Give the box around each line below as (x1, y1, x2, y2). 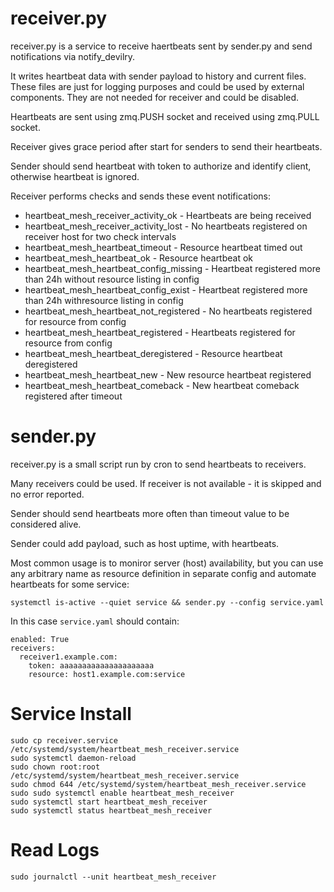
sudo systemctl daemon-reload (10, 753, 137, 763)
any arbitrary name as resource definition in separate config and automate (10, 567, 317, 579)
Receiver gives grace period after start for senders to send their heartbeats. (10, 140, 323, 152)
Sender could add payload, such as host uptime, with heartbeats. (10, 537, 280, 549)
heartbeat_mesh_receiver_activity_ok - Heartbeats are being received (24, 209, 312, 221)
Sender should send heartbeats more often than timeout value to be (10, 507, 290, 519)
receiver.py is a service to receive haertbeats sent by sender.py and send (10, 40, 313, 52)
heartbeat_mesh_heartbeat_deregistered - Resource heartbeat (24, 347, 283, 359)
